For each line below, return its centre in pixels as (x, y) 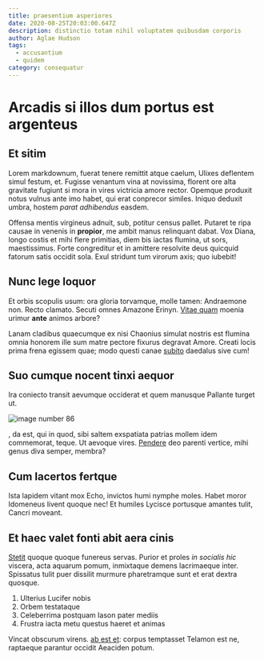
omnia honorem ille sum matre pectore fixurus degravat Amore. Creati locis (132, 342)
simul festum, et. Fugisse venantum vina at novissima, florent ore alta (122, 182)
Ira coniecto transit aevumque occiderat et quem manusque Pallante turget (132, 395)
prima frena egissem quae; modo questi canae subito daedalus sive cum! (129, 350)
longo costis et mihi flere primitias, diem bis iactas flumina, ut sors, (118, 239)
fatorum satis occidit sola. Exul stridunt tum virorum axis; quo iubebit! (122, 256)
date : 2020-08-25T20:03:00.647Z (62, 23)
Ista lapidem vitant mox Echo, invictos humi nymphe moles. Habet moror (127, 496)
